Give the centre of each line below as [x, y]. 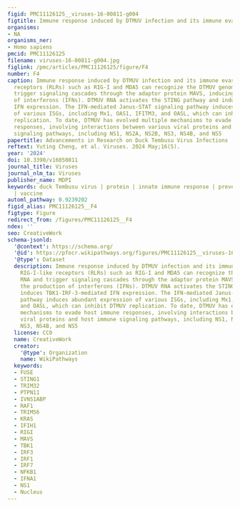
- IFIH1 [25, 426]
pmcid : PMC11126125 [36, 54]
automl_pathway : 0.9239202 [47, 200]
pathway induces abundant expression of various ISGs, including [120, 300]
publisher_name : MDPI [40, 180]
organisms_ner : [30, 41]
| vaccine [28, 194]
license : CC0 [33, 333]
